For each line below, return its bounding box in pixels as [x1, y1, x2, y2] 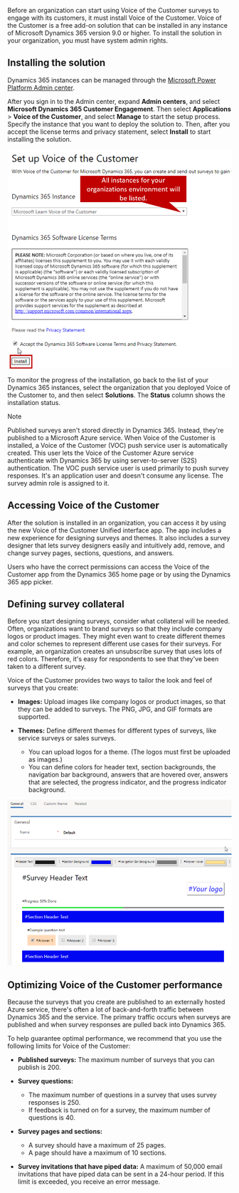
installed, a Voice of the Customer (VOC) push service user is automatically [7, 441, 228, 449]
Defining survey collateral [7, 598, 124, 610]
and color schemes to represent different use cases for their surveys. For [7, 640, 222, 648]
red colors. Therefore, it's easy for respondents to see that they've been [7, 655, 219, 663]
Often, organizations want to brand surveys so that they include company [7, 624, 223, 633]
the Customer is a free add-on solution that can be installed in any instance [7, 21, 228, 29]
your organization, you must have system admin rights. [7, 36, 169, 45]
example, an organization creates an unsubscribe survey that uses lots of [7, 647, 223, 656]
